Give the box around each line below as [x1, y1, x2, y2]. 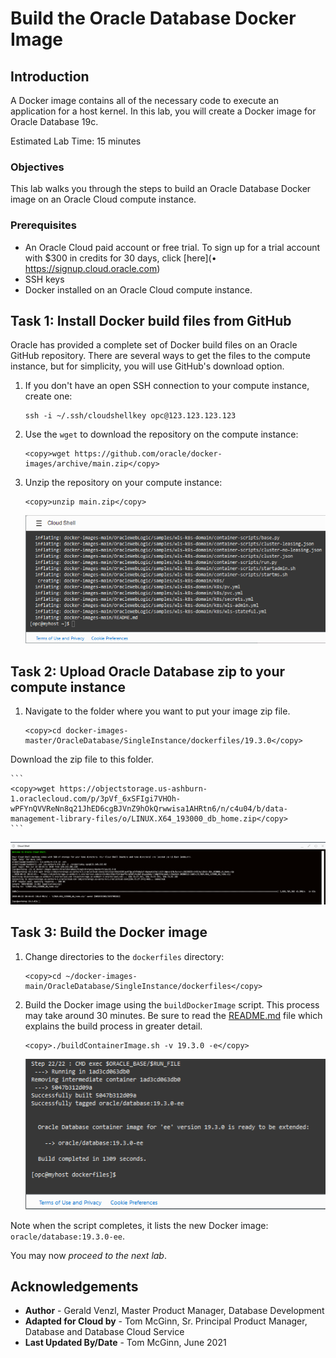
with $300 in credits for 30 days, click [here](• [24, 252, 217, 264]
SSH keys [24, 273, 65, 285]
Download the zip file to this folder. [10, 753, 154, 766]
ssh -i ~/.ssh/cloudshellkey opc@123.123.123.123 [24, 411, 237, 421]
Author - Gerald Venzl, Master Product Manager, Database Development [24, 1305, 325, 1317]
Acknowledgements [10, 1278, 139, 1295]
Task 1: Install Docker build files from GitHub [10, 312, 292, 329]
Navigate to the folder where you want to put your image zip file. [24, 705, 291, 717]
